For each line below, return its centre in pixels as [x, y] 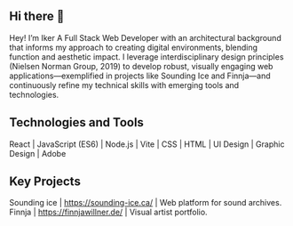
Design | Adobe [38, 153]
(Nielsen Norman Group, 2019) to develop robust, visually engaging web [141, 66]
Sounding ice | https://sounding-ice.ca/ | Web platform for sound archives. [146, 203]
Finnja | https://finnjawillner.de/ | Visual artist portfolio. [108, 212]
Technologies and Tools [77, 122]
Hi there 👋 [37, 16]
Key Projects [45, 182]
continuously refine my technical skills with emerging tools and [124, 85]
